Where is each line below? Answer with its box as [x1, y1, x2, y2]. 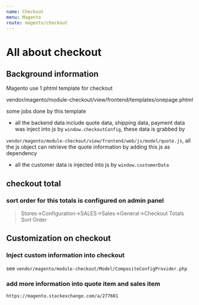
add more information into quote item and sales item [6, 279, 161, 288]
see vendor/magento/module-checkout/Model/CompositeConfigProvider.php [6, 265, 188, 272]
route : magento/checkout [6, 20, 68, 26]
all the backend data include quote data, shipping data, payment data [14, 120, 185, 127]
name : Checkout [6, 8, 44, 15]
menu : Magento [6, 14, 42, 20]
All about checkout [6, 45, 102, 59]
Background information [6, 69, 99, 79]
